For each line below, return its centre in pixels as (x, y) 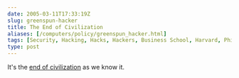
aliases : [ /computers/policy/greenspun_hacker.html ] (87, 34)
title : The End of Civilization (55, 27)
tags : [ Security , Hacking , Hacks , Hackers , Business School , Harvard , (114, 40)
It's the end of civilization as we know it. (66, 67)
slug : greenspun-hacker (43, 21)
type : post (23, 47)
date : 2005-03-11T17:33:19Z (49, 14)
